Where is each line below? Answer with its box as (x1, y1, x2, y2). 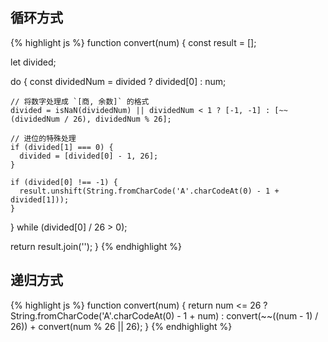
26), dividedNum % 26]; (73, 114, 172, 124)
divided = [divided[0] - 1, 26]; (19, 151, 159, 161)
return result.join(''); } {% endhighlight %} (10, 240, 183, 252)
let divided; (10, 56, 57, 68)
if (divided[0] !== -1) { (10, 177, 118, 187)
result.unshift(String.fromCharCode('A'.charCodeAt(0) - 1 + (19, 186, 280, 196)
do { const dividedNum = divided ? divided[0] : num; (10, 75, 227, 87)
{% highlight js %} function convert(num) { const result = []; (10, 36, 257, 48)
